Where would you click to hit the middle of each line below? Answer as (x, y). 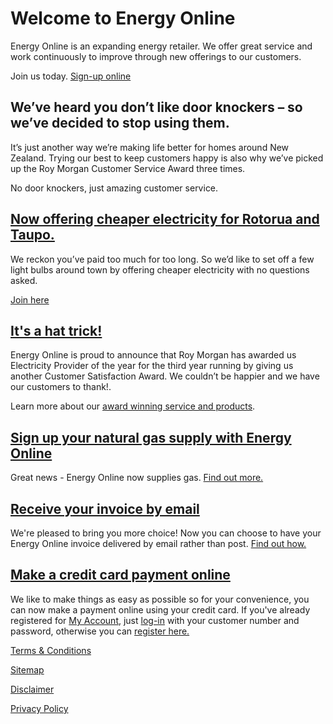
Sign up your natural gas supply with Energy (151, 437)
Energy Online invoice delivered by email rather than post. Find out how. (158, 543)
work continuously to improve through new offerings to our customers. (156, 56)
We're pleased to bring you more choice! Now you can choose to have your (166, 533)
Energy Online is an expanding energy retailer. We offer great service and (161, 46)
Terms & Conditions (51, 650)
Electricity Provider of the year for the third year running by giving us (152, 366)
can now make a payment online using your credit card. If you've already (160, 609)
